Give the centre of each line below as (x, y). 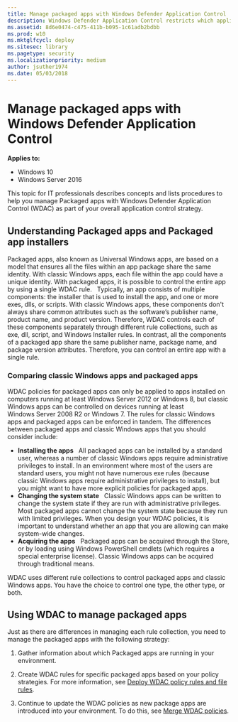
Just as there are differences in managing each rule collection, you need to (117, 632)
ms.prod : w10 (27, 34)
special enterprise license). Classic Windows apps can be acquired (115, 556)
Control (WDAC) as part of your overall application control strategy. (105, 209)
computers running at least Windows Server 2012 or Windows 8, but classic (118, 399)
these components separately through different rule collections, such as (113, 327)
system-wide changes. (51, 533)
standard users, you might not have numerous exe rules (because (113, 473)
